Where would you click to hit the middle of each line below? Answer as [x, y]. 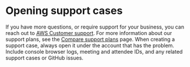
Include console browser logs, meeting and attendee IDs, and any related [94, 51]
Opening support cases [64, 11]
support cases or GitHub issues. [44, 58]
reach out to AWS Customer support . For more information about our [89, 33]
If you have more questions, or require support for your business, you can [95, 27]
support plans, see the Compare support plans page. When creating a [90, 39]
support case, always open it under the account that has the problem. [90, 45]
